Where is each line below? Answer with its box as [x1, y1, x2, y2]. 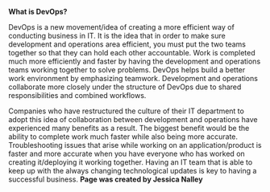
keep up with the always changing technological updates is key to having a [8, 166, 257, 175]
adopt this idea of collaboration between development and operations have [8, 115, 258, 124]
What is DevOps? [8, 7, 68, 16]
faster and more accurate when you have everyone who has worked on [8, 149, 246, 158]
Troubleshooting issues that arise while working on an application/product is [8, 141, 262, 149]
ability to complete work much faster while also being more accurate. [8, 132, 239, 141]
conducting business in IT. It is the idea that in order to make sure [8, 31, 226, 40]
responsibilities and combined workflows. [8, 91, 147, 100]
